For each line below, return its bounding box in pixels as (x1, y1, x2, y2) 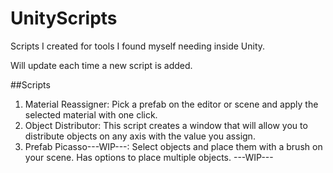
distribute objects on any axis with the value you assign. (24, 130, 256, 142)
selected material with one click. (24, 108, 158, 121)
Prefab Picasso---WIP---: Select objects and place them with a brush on (24, 140, 323, 152)
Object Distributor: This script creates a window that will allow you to (24, 119, 308, 131)
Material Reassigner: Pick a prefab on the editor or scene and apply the (24, 98, 319, 110)
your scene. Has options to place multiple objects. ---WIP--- (24, 151, 274, 163)
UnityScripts (10, 7, 118, 30)
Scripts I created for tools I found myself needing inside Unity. (10, 40, 266, 52)
